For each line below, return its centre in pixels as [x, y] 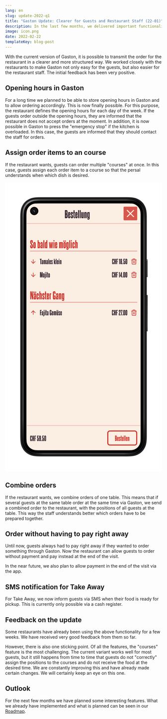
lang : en [14, 10]
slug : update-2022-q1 [28, 16]
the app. [14, 572]
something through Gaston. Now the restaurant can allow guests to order [80, 551]
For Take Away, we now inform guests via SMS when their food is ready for [82, 599]
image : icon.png [22, 32]
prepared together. [24, 518]
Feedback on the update [43, 620]
